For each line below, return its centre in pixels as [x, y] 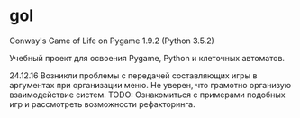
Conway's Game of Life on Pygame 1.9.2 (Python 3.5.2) [112, 41]
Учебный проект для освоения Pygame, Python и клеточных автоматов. [147, 58]
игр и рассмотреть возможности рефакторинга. [102, 104]
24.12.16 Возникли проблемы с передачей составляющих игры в [133, 75]
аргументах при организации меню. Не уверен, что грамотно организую [150, 85]
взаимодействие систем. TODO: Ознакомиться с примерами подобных [147, 95]
